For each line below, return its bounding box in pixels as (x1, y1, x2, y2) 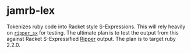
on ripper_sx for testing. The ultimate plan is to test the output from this (6, 29, 179, 36)
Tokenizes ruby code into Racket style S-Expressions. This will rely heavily (6, 23, 186, 30)
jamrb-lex (6, 4, 55, 17)
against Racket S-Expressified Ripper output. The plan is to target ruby (6, 35, 176, 42)
